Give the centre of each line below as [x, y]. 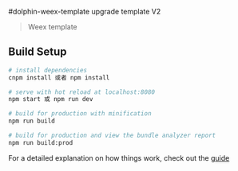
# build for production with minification [80, 114]
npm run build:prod [41, 142]
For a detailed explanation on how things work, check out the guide [119, 157]
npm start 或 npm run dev [51, 99]
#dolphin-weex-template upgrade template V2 [85, 12]
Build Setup [38, 52]
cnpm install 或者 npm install [59, 78]
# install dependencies [48, 70]
